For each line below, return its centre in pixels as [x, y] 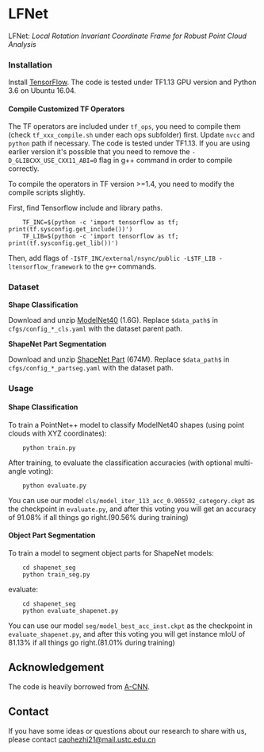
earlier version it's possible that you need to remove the [99, 152]
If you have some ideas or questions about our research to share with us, [128, 731]
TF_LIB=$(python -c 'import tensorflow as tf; [101, 236]
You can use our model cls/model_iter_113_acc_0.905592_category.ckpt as [132, 500]
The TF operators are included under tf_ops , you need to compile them [124, 126]
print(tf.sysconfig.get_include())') [71, 230]
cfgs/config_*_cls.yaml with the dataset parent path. [96, 328]
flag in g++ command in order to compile [166, 161]
